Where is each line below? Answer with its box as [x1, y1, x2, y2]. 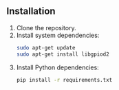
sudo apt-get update [16, 44, 76, 51]
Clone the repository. [16, 23, 76, 32]
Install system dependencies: [16, 31, 100, 39]
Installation [6, 5, 56, 17]
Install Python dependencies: [16, 63, 99, 71]
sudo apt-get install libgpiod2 [16, 51, 109, 58]
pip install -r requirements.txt [16, 76, 113, 83]
